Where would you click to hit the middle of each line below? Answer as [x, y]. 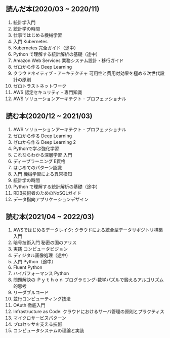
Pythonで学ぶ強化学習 [36, 148]
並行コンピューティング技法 [42, 299]
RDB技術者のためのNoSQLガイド [47, 193]
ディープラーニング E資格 [39, 161]
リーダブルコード [31, 293]
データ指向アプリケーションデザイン [51, 199]
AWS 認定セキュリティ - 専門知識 [48, 92]
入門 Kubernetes [30, 41]
